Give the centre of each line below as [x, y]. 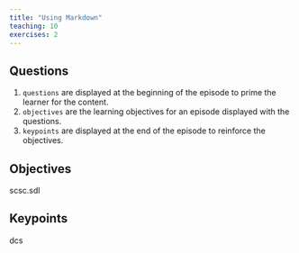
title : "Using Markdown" [56, 18]
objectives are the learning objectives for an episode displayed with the [156, 112]
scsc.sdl [25, 190]
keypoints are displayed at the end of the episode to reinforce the [144, 131]
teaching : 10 [34, 26]
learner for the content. [65, 102]
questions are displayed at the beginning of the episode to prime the [149, 93]
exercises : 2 [34, 34]
